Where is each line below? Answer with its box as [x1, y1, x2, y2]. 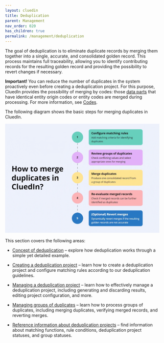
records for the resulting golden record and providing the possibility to [5, 64, 147, 69]
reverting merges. [12, 312, 48, 318]
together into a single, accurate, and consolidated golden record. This [5, 53, 146, 59]
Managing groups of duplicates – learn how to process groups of [12, 302, 143, 308]
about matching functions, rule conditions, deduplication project [12, 327, 142, 333]
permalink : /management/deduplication [5, 34, 84, 39]
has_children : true [5, 29, 45, 34]
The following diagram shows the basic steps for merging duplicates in [5, 109, 148, 114]
